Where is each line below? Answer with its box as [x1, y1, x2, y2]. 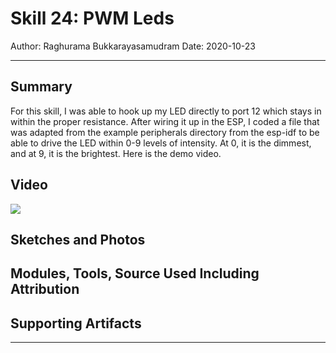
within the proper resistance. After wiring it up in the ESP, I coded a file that [10, 115, 320, 127]
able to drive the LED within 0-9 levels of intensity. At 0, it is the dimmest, [10, 137, 312, 149]
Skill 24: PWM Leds [10, 7, 175, 30]
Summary [10, 78, 73, 96]
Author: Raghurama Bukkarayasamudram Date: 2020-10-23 [10, 40, 256, 52]
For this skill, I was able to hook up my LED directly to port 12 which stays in [10, 105, 322, 117]
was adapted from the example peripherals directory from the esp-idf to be [10, 126, 320, 138]
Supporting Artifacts [10, 315, 142, 332]
